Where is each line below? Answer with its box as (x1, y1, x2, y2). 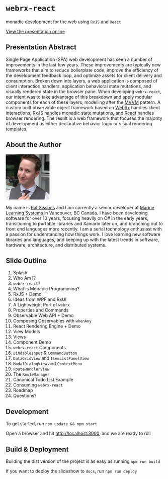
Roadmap (13, 387, 33, 393)
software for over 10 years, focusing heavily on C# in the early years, (6, 215, 149, 221)
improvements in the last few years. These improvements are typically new (6, 61, 161, 67)
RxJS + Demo (13, 291, 42, 297)
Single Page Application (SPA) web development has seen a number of (6, 56, 153, 62)
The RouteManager (13, 371, 50, 377)
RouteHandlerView (13, 367, 50, 372)
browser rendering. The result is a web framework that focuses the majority (6, 115, 162, 121)
